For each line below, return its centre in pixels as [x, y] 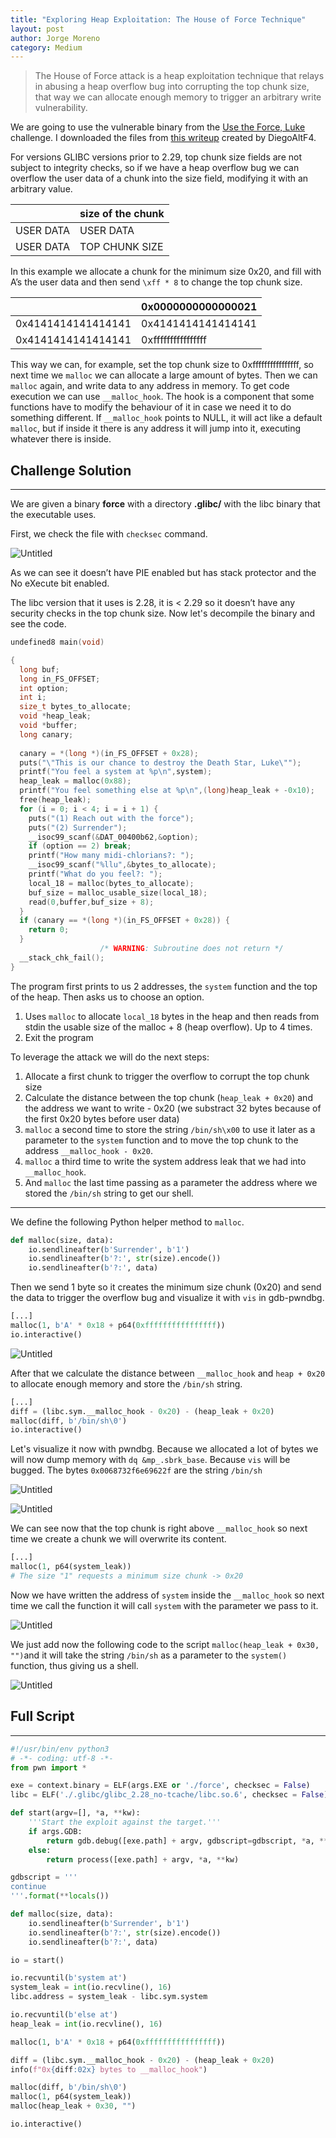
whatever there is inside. [61, 439]
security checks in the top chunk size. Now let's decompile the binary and [163, 613]
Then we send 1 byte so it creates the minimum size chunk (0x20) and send [166, 1287]
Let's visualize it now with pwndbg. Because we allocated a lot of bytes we [164, 1449]
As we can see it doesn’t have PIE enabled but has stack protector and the [163, 573]
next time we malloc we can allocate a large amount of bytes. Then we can [164, 375]
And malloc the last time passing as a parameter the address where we [171, 1182]
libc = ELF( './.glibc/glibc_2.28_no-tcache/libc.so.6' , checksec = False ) [169, 1795]
